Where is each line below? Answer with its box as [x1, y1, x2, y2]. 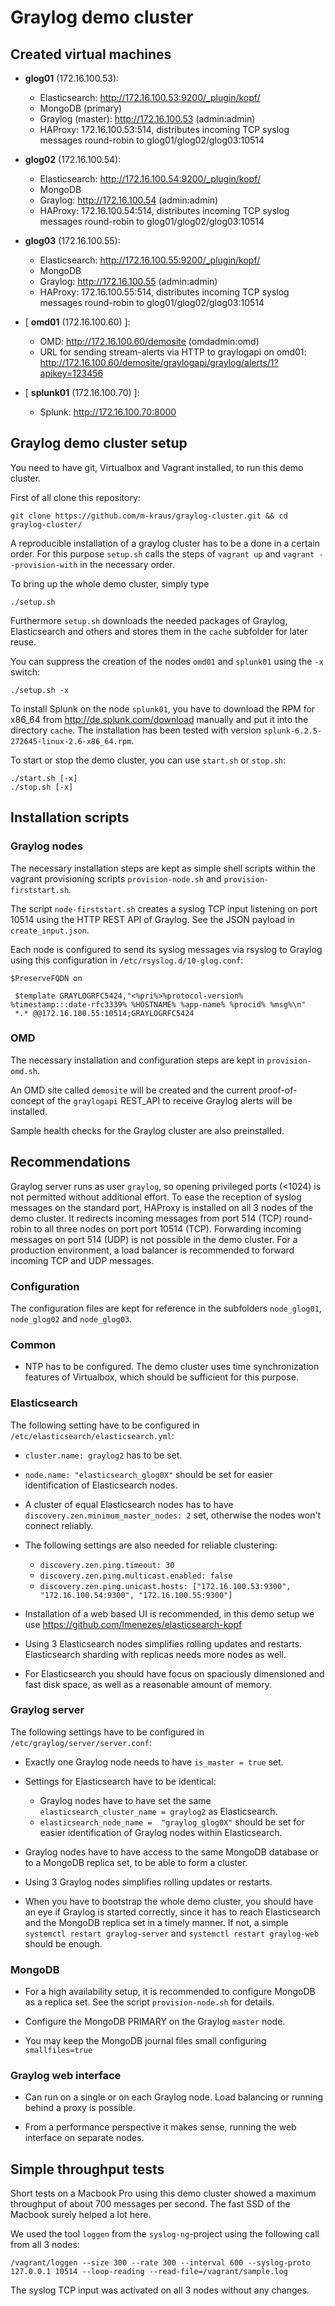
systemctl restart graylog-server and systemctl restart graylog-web [24, 1927, 320, 1939]
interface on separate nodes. [24, 2132, 145, 2144]
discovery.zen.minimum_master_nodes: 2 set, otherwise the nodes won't [24, 1509, 322, 1521]
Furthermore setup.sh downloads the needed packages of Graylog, [10, 614, 288, 626]
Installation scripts [10, 809, 130, 826]
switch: [10, 666, 40, 678]
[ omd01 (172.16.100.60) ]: [24, 316, 131, 328]
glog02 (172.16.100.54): [24, 154, 122, 165]
